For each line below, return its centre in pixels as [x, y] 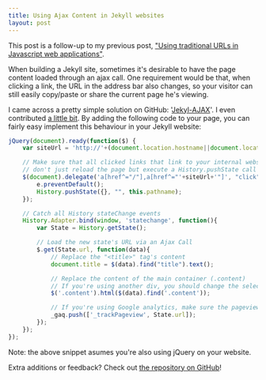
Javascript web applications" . [56, 54]
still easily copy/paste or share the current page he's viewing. [108, 94]
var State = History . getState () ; [92, 228]
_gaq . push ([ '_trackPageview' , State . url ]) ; [123, 315]
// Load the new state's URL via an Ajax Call [115, 243]
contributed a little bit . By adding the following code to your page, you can [129, 118]
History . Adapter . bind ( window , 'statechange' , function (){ [120, 221]
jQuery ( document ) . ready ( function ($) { [72, 141]
